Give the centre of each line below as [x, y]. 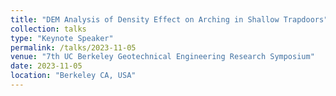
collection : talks [48, 29]
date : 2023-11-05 [46, 66]
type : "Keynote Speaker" [62, 38]
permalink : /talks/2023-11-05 [73, 47]
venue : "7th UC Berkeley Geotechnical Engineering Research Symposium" [162, 57]
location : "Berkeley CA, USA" [73, 76]
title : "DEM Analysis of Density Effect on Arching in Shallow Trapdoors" [169, 19]
